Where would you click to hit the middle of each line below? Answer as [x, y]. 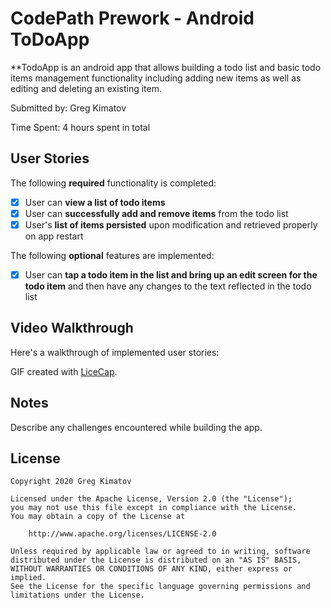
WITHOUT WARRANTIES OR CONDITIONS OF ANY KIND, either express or [151, 569]
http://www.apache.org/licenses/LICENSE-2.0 [122, 534]
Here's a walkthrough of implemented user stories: [115, 352]
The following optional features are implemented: [112, 255]
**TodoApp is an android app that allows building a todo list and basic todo [166, 67]
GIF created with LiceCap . [64, 371]
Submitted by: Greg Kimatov [68, 108]
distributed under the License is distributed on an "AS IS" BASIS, [156, 560]
